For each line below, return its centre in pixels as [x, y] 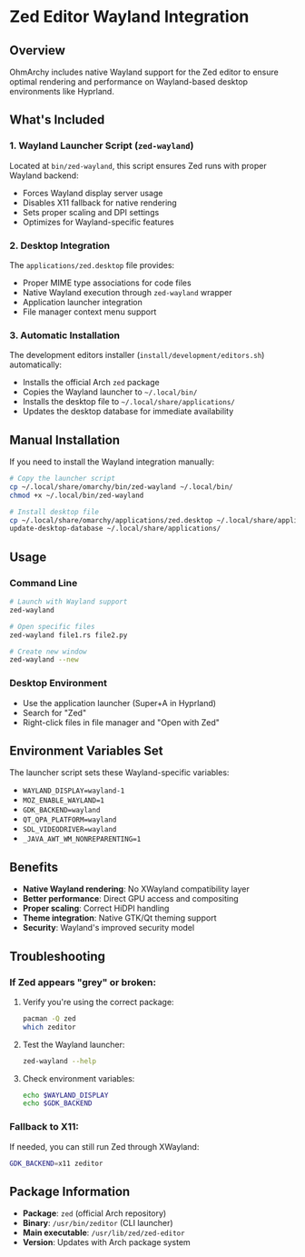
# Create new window [49, 652]
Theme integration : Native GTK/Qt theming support [119, 918]
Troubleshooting [58, 956]
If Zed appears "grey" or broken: [83, 982]
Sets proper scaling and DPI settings [91, 212]
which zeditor [49, 1027]
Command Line [44, 583]
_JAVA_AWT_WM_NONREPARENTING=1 [82, 839]
